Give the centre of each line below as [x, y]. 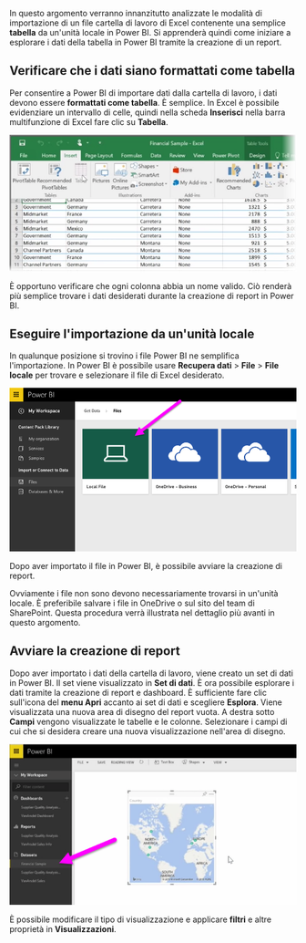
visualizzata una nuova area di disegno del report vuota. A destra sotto [142, 711]
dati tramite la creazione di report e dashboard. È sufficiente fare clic [138, 692]
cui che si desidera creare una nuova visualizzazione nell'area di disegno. [148, 731]
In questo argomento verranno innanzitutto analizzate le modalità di [136, 13]
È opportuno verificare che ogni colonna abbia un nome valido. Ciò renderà [151, 285]
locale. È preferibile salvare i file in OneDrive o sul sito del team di [132, 603]
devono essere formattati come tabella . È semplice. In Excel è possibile [144, 102]
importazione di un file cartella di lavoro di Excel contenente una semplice [148, 23]
